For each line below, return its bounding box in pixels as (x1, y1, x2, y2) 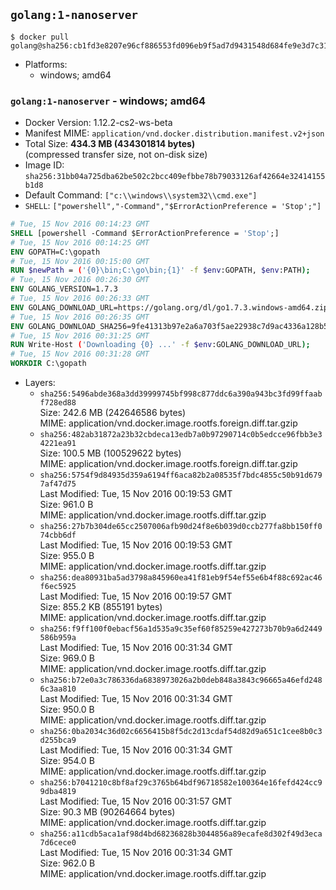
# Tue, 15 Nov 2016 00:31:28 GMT (10, 349, 150, 359)
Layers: (24, 377, 56, 389)
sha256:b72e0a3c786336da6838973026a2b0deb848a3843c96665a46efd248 (39, 675, 323, 686)
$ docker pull (10, 32, 70, 42)
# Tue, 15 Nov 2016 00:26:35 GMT (10, 312, 150, 322)
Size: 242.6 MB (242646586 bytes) (39, 407, 187, 419)
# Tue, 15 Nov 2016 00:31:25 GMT (10, 330, 150, 341)
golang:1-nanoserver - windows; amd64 (10, 94, 207, 108)
